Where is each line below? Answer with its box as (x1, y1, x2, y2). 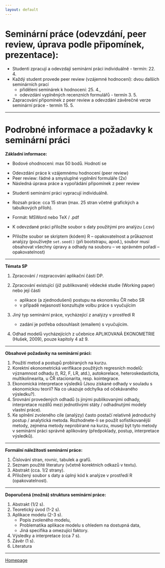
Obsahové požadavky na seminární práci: (5, 350, 92, 356)
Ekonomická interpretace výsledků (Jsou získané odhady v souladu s (12, 380, 153, 386)
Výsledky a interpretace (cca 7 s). (12, 533, 81, 538)
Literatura (12, 543, 32, 549)
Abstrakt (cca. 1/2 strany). (12, 467, 65, 473)
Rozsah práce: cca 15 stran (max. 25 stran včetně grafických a (12, 199, 139, 205)
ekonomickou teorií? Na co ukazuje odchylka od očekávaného (12, 386, 138, 392)
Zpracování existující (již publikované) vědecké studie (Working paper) (12, 282, 155, 288)
